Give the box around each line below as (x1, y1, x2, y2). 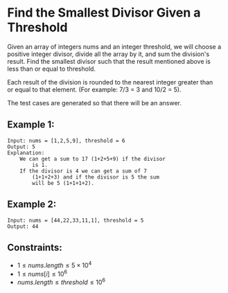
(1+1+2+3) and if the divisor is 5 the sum (32, 173, 159, 181)
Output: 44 (7, 223, 39, 230)
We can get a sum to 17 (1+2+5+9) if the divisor (19, 155, 166, 162)
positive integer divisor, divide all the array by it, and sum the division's (7, 50, 210, 58)
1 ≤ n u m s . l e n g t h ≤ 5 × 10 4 (17, 260, 92, 269)
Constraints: (7, 241, 62, 254)
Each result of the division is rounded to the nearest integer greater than (7, 78, 213, 86)
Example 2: (7, 199, 57, 211)
